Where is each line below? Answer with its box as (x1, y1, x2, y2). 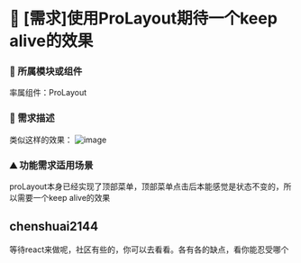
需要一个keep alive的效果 (16, 193, 111, 204)
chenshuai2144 (9, 219, 99, 234)
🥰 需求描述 (9, 112, 56, 124)
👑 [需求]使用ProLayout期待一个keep (9, 8, 278, 29)
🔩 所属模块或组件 (9, 65, 83, 77)
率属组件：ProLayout (9, 87, 87, 98)
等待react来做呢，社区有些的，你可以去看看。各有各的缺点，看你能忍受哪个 (9, 244, 289, 255)
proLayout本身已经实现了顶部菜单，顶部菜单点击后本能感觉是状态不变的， (9, 181, 284, 192)
